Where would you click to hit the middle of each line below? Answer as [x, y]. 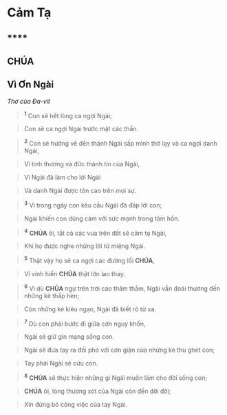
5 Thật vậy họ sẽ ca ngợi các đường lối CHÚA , [89, 260]
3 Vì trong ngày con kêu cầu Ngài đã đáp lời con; [93, 204]
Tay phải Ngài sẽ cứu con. [61, 363]
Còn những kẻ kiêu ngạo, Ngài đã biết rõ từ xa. [90, 309]
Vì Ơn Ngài [30, 85]
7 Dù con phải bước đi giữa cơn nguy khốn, [85, 323]
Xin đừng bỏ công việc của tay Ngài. [76, 405]
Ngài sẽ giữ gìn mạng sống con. [69, 337]
